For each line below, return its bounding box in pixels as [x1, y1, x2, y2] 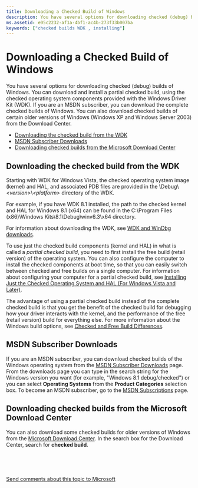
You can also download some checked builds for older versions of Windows [6, 428, 190, 436]
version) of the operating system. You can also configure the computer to [6, 255, 184, 262]
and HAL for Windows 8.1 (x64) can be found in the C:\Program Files [6, 207, 173, 214]
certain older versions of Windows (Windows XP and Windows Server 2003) [6, 114, 192, 121]
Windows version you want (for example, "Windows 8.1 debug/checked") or [6, 374, 190, 381]
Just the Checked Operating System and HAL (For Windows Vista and [6, 280, 176, 286]
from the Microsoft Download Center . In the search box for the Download [6, 434, 183, 442]
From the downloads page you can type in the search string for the [6, 368, 169, 375]
